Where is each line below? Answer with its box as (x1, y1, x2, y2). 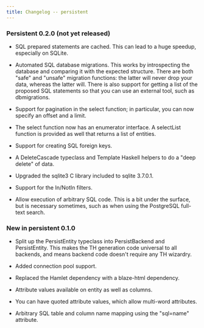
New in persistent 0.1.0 (6, 224, 76, 232)
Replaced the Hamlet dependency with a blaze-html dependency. (15, 274, 180, 282)
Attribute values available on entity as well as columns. (15, 286, 153, 293)
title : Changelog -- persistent (6, 9, 88, 15)
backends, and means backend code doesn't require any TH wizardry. (15, 251, 192, 258)
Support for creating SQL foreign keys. (15, 141, 113, 149)
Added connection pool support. (15, 263, 97, 270)
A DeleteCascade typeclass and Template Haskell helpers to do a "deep (15, 154, 196, 161)
